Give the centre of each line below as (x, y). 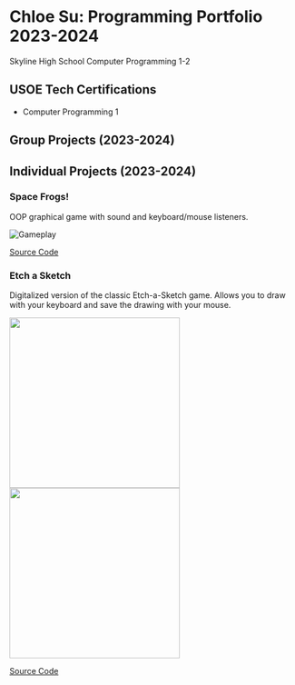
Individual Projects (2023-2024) (103, 171)
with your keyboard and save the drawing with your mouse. (120, 305)
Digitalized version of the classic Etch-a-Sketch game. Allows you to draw (147, 295)
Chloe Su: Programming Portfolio (136, 17)
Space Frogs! (39, 197)
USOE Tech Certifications (83, 89)
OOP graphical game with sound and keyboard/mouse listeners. (129, 216)
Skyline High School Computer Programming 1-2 (100, 61)
